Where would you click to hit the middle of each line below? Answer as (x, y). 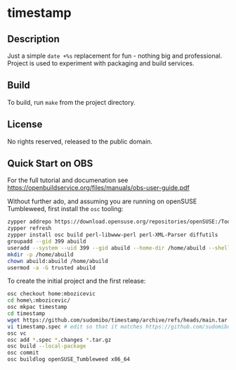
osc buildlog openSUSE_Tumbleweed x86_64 (69, 359)
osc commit (23, 353)
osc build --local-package (47, 346)
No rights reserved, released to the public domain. (80, 141)
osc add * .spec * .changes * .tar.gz (59, 340)
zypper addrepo (29, 222)
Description (33, 39)
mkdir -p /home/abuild (40, 255)
